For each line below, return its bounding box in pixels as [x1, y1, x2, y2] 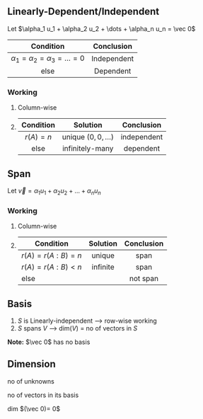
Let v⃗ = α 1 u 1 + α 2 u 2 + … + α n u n [7, 187, 101, 197]
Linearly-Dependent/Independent [7, 6, 160, 18]
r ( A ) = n [24, 132, 52, 142]
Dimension [7, 358, 57, 370]
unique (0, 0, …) [62, 132, 115, 142]
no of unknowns [7, 377, 54, 385]
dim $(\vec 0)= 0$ [7, 404, 61, 413]
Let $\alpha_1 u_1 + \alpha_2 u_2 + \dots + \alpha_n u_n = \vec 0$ [7, 24, 196, 33]
